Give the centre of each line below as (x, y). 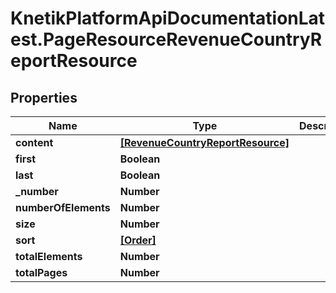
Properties (44, 97)
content (34, 142)
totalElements (49, 256)
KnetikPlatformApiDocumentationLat (168, 18)
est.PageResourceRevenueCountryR (166, 39)
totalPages (41, 272)
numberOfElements (63, 207)
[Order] (138, 240)
